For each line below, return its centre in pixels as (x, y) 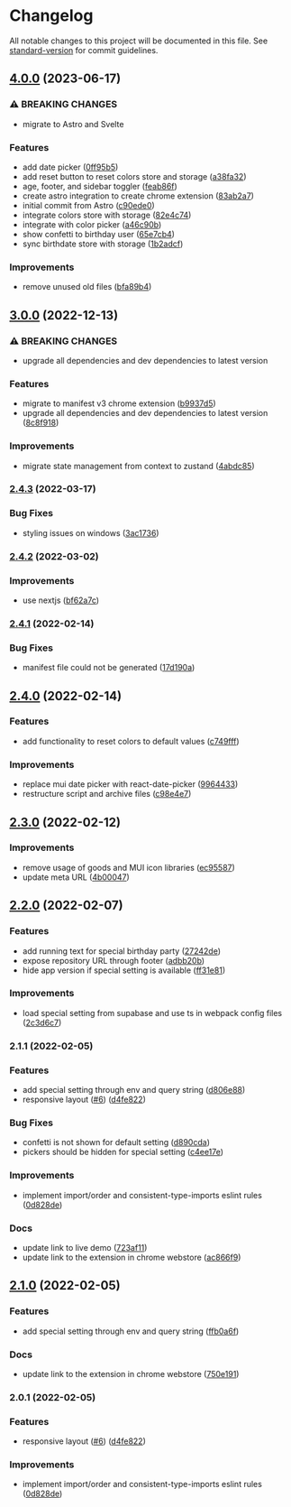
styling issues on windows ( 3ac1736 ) (91, 532)
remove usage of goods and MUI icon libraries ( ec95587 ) (129, 867)
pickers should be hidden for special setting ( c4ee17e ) (123, 1152)
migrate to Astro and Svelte (73, 124)
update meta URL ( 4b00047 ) (76, 877)
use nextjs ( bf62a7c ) (61, 600)
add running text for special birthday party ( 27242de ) (122, 951)
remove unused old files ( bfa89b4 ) (87, 287)
